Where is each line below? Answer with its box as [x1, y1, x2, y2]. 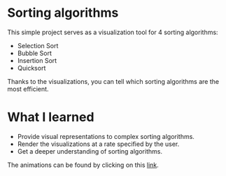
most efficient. [7, 85, 49, 93]
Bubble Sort [17, 49, 52, 57]
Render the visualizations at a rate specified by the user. [17, 140, 180, 148]
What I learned [7, 110, 94, 125]
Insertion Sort [17, 56, 57, 64]
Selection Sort [17, 41, 59, 50]
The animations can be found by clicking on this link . [7, 161, 159, 169]
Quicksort [17, 64, 46, 72]
